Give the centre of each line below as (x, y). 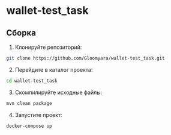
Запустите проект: (38, 115)
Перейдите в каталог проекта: (54, 69)
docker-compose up (29, 126)
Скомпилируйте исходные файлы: (58, 92)
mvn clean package (29, 103)
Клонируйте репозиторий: (48, 47)
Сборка (21, 33)
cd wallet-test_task (32, 81)
